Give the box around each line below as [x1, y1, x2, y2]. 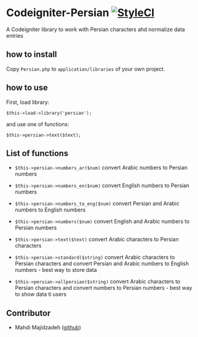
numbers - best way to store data [14, 266, 97, 274]
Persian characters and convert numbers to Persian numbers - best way [14, 284, 193, 292]
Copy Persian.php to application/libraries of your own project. [6, 65, 165, 72]
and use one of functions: [6, 120, 70, 128]
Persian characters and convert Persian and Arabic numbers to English [14, 260, 189, 267]
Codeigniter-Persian [6, 6, 109, 20]
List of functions [6, 148, 69, 158]
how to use [6, 82, 48, 93]
